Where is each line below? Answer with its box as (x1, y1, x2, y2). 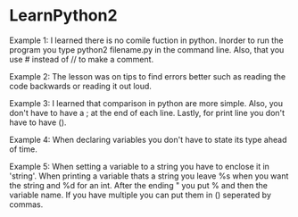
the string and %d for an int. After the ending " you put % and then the (9, 179, 269, 190)
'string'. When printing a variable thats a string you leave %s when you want (9, 171, 289, 181)
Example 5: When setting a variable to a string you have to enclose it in (9, 161, 270, 171)
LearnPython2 (9, 5, 118, 26)
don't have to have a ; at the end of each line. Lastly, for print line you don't (9, 107, 286, 118)
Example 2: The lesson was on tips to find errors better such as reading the (9, 71, 286, 81)
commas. (9, 198, 44, 210)
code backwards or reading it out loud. (9, 80, 152, 91)
